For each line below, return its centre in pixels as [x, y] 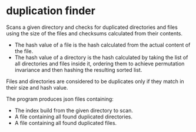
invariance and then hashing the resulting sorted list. [78, 70]
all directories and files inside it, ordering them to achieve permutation [99, 64]
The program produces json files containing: [60, 99]
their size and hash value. [37, 87]
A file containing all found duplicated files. [66, 123]
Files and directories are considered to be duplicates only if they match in [95, 81]
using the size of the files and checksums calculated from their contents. [94, 33]
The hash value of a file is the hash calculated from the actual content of [102, 45]
